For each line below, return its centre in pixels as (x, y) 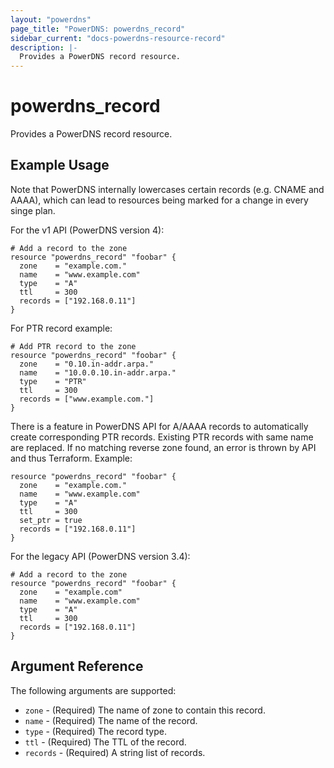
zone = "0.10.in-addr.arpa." (87, 364)
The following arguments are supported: (93, 690)
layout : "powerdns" (51, 19)
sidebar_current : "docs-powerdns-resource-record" (118, 38)
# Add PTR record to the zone (73, 346)
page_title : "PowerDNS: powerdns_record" (98, 29)
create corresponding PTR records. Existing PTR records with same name (162, 437)
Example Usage (60, 165)
